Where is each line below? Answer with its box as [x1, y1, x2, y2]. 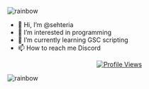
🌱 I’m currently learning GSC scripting [17, 36, 128, 44]
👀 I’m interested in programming [17, 28, 112, 36]
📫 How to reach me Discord [17, 43, 101, 52]
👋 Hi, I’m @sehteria [17, 21, 74, 28]
